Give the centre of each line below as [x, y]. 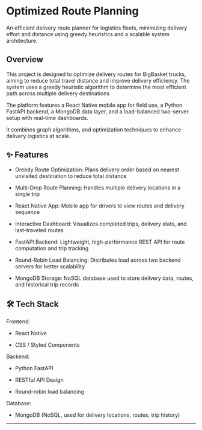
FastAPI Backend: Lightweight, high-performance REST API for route [100, 242]
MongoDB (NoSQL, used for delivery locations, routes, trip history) [97, 415]
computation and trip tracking [52, 248]
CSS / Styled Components [47, 345]
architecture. [22, 40]
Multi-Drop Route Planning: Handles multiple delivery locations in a [98, 188]
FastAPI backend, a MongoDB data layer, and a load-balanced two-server [98, 111]
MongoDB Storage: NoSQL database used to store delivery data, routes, [104, 278]
